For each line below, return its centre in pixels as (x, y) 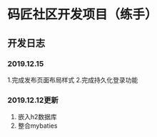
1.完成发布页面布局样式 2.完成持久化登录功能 (73, 80)
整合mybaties (37, 126)
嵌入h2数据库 (37, 117)
